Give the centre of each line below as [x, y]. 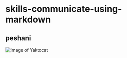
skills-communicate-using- [64, 9]
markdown [28, 20]
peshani [18, 38]
